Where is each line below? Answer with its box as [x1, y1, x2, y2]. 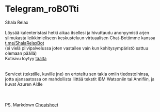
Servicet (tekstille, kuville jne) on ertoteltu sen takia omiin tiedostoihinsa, [5, 71, 149, 77]
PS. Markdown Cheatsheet [5, 102, 59, 108]
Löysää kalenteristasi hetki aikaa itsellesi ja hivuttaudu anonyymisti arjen [5, 30, 149, 35]
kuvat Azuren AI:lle [5, 81, 43, 87]
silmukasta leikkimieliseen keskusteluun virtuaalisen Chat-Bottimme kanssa [5, 35, 156, 41]
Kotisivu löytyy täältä [5, 55, 47, 61]
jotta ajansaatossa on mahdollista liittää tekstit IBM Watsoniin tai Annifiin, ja [5, 76, 155, 82]
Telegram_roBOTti [5, 3, 79, 15]
